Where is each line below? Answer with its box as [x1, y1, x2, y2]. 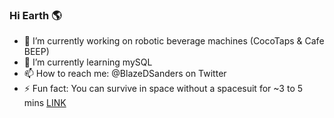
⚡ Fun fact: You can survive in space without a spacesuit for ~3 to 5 [23, 83, 304, 95]
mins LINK [23, 97, 67, 109]
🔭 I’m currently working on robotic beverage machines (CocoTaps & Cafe [23, 35, 325, 47]
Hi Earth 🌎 [9, 8, 62, 22]
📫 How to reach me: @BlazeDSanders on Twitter [23, 68, 227, 80]
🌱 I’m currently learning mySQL [23, 56, 153, 68]
